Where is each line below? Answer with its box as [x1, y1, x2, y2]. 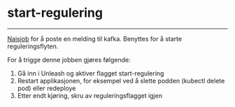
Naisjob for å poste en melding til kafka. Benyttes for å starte [7, 34, 183, 43]
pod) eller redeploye [17, 84, 76, 92]
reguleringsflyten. [7, 42, 59, 50]
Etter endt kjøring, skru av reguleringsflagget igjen [17, 91, 163, 99]
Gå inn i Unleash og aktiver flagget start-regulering [17, 69, 164, 78]
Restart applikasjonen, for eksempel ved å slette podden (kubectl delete [17, 76, 225, 85]
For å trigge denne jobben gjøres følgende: [7, 55, 131, 64]
